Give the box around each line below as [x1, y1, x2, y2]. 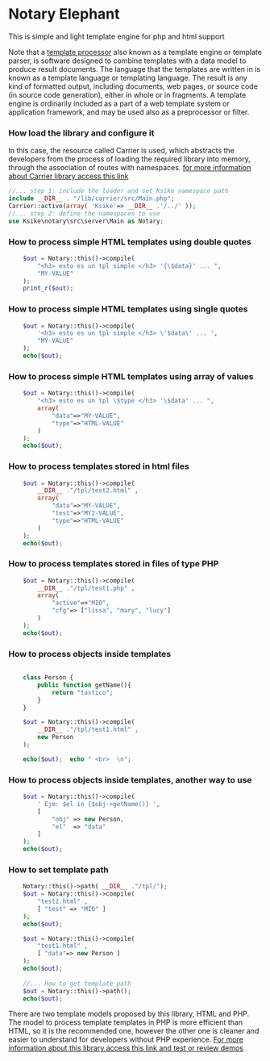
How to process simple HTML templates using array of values [8, 370, 254, 382]
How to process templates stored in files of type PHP [8, 558, 219, 570]
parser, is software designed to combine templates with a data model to [8, 56, 247, 65]
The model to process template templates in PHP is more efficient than [8, 1017, 243, 1027]
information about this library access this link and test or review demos [8, 1043, 244, 1053]
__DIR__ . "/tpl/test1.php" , [37, 584, 135, 592]
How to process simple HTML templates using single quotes [8, 303, 248, 315]
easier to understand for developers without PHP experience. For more [8, 1034, 243, 1045]
